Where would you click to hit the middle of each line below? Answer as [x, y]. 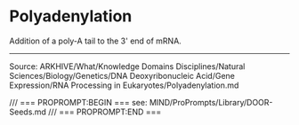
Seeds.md [28, 112]
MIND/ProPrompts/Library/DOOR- [211, 102]
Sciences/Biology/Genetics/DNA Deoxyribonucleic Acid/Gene [122, 75]
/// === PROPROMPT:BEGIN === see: [78, 102]
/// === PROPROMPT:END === [105, 112]
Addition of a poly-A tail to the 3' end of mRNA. [96, 41]
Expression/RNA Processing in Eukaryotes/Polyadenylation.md [124, 85]
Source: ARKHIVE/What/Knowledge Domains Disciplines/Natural [127, 66]
